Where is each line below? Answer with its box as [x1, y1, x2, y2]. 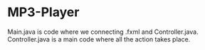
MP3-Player [7, 4, 80, 20]
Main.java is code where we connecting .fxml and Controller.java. [7, 27, 199, 36]
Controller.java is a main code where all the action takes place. [7, 35, 191, 43]
